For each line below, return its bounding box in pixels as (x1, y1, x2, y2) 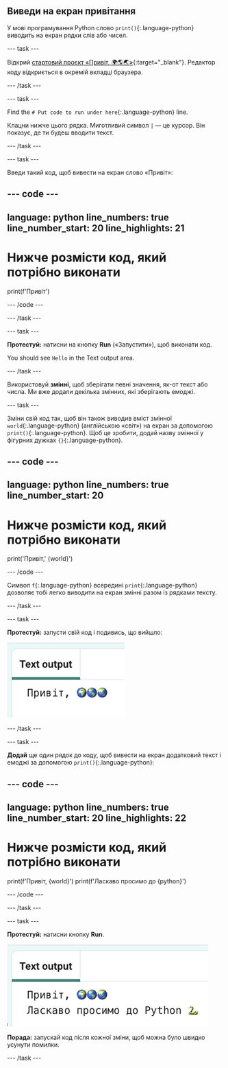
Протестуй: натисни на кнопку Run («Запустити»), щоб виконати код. (7, 340, 212, 349)
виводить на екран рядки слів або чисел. (7, 31, 128, 39)
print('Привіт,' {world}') (7, 555, 73, 563)
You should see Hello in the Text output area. (7, 353, 135, 362)
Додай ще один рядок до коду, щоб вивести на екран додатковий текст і (7, 751, 221, 759)
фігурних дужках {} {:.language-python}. (7, 436, 123, 444)
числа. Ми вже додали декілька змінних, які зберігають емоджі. (7, 387, 195, 395)
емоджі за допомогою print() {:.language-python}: (7, 758, 155, 767)
